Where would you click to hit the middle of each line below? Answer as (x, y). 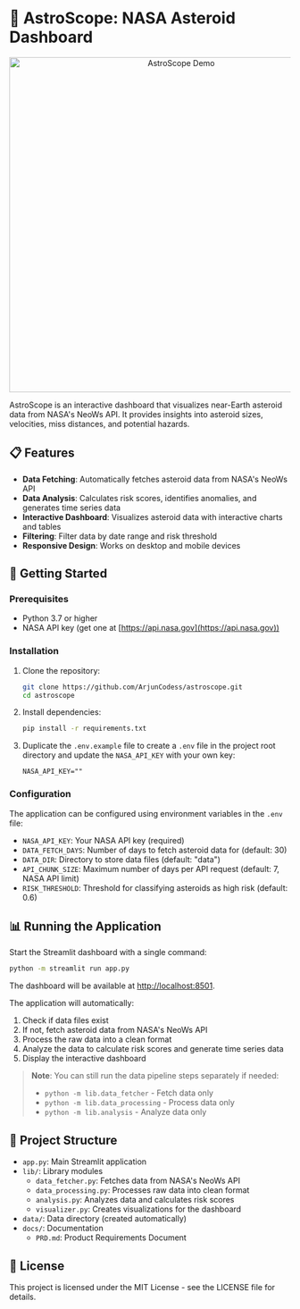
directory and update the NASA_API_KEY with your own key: (129, 755)
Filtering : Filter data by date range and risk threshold (119, 536)
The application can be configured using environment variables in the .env (146, 813)
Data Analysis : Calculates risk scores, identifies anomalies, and (139, 498)
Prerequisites (39, 600)
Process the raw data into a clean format (97, 1039)
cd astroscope (48, 695)
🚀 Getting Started (58, 574)
